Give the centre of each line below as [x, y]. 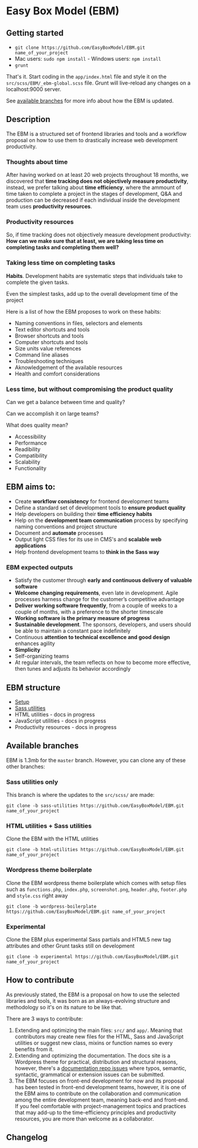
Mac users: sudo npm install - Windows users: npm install [88, 59]
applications [30, 545]
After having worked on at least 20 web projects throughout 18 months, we [97, 175]
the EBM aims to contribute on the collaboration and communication [98, 1093]
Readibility [28, 449]
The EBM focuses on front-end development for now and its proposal [100, 1081]
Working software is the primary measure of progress [82, 618]
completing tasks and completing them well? [63, 248]
